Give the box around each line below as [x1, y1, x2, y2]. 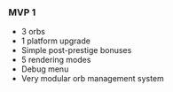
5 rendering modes [20, 55, 91, 65]
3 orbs [20, 27, 46, 37]
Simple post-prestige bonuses [20, 45, 132, 56]
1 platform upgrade [20, 35, 90, 46]
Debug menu [20, 64, 69, 74]
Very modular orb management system [20, 73, 165, 84]
